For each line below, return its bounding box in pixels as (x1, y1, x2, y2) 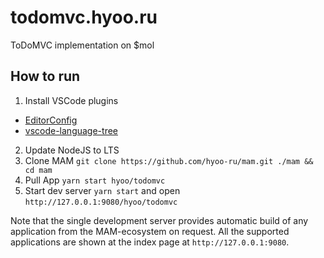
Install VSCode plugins (24, 94, 119, 106)
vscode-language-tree (24, 124, 118, 136)
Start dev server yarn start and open (24, 184, 181, 196)
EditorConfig (24, 114, 78, 126)
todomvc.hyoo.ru (10, 6, 158, 29)
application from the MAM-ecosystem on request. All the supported (10, 225, 290, 237)
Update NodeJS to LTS (24, 144, 120, 156)
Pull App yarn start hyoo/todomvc (24, 174, 166, 186)
